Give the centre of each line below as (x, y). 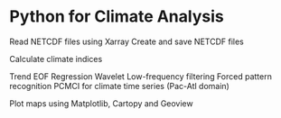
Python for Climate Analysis (117, 17)
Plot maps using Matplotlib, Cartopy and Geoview (101, 103)
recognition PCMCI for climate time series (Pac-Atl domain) (120, 86)
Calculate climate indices (56, 59)
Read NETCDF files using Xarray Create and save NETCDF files (126, 41)
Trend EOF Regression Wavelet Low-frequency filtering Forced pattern (141, 76)
